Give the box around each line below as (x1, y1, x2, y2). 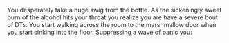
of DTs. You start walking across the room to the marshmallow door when (7, 21, 217, 28)
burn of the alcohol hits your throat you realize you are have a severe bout (7, 13, 218, 21)
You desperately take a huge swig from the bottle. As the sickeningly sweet (7, 6, 222, 14)
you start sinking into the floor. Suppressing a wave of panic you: (7, 28, 192, 36)
